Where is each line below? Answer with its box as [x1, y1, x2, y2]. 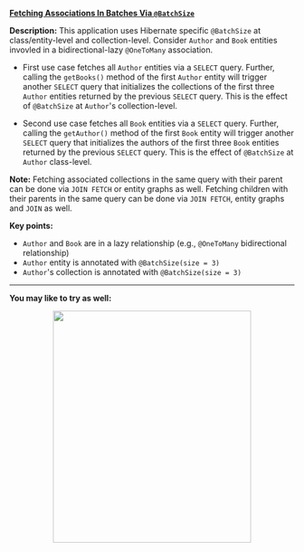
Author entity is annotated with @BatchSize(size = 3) [22, 257, 220, 268]
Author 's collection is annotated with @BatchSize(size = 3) [22, 267, 242, 277]
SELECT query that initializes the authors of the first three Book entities [22, 138, 280, 148]
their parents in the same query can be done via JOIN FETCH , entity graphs [9, 194, 285, 204]
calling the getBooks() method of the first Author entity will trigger [22, 71, 268, 82]
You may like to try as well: [9, 293, 112, 303]
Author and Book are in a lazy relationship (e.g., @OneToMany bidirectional [22, 238, 288, 248]
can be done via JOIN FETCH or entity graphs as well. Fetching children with [9, 184, 289, 194]
